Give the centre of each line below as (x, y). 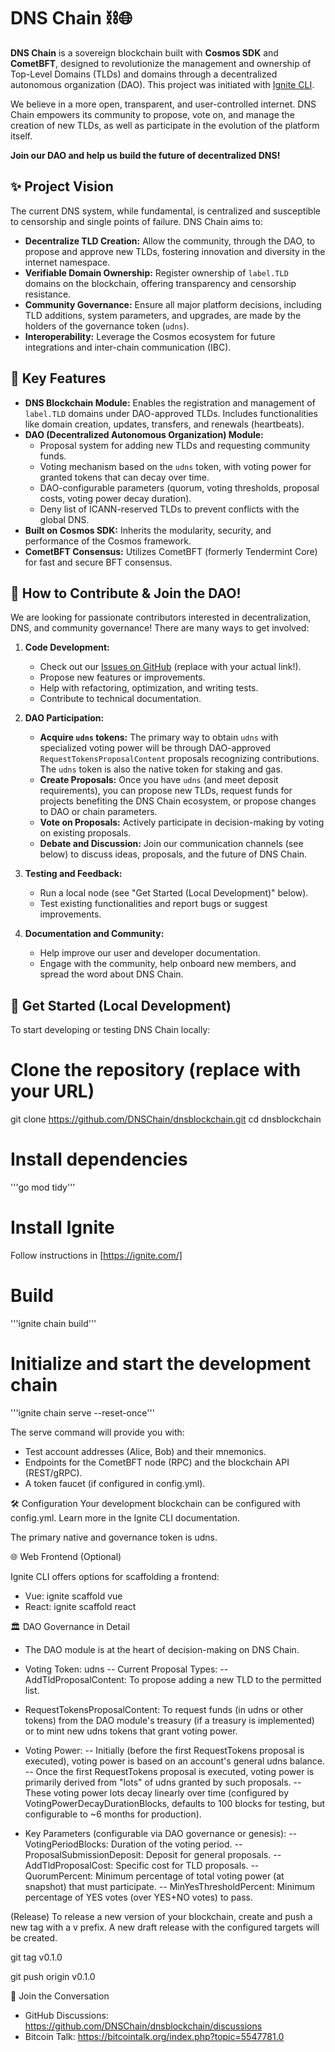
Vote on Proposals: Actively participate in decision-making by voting (182, 822)
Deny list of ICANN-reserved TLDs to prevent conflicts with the (169, 509)
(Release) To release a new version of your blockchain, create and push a (161, 1916)
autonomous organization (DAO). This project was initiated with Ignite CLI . (162, 84)
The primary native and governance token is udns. (114, 1537)
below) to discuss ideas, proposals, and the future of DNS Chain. (173, 854)
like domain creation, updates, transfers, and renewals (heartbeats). (164, 424)
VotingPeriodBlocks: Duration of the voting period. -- (133, 1844)
